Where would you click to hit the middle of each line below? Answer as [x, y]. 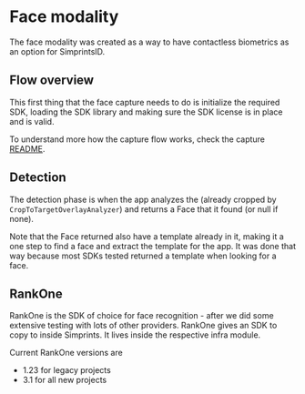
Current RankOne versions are [66, 353]
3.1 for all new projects [65, 380]
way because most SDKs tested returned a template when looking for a [143, 256]
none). [22, 218]
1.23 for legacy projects [66, 370]
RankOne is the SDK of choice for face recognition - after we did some [142, 316]
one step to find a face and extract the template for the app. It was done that [153, 246]
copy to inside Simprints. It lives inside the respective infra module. [135, 335]
